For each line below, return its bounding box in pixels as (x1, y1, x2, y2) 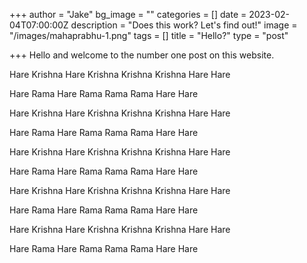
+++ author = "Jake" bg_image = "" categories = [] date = (9, 9, 247, 20)
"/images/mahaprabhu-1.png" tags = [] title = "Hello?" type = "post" (9, 30, 289, 41)
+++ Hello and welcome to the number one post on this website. (9, 49, 275, 61)
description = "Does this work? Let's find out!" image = (70, 19, 298, 31)
